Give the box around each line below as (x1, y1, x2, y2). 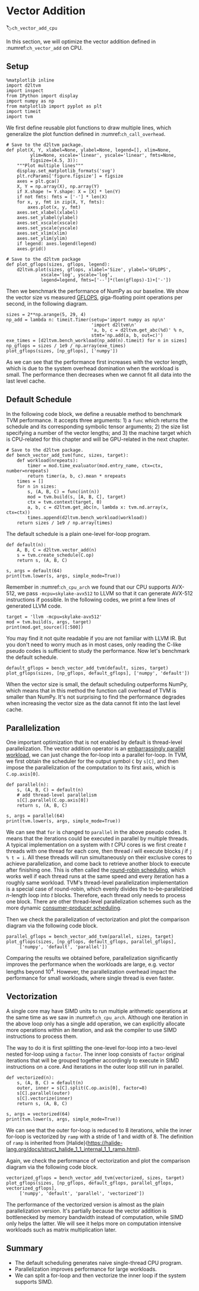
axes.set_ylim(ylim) (17, 235, 68, 241)
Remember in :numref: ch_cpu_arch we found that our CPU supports (6, 583, 170, 591)
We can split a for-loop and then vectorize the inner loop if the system (14, 1271, 187, 1279)
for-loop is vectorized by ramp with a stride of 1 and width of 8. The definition (6, 1133, 194, 1140)
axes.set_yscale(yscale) (17, 225, 78, 231)
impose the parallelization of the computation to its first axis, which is (6, 764, 176, 771)
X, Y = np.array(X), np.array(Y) (17, 183, 100, 190)
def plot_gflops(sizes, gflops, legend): (6, 261, 110, 267)
